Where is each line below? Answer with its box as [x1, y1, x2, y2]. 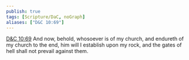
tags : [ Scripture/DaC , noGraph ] [6, 14, 85, 20]
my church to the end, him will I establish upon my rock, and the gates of [6, 41, 182, 48]
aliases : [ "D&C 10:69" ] [6, 19, 65, 25]
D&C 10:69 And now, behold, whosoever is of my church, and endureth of [6, 36, 184, 43]
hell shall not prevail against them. [6, 48, 89, 55]
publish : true [6, 8, 41, 15]
